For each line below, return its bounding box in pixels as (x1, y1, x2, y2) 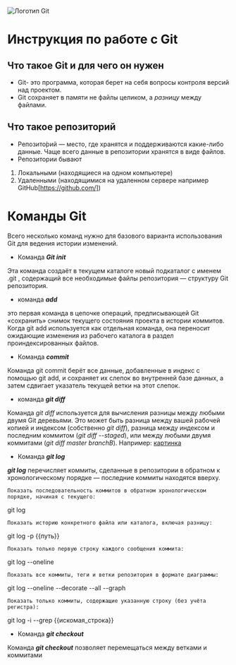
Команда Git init (17, 253, 66, 261)
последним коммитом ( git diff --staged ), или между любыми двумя (7, 431, 211, 439)
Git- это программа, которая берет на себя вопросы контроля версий (17, 78, 230, 86)
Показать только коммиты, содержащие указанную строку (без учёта (7, 597, 206, 604)
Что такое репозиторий (7, 121, 116, 133)
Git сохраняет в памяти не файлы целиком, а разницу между (17, 93, 202, 102)
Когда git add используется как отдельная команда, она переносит (7, 323, 211, 332)
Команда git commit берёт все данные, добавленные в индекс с (7, 366, 200, 374)
